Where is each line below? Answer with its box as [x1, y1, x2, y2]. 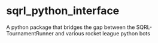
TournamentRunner [6, 29, 54, 37]
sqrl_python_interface [6, 4, 120, 18]
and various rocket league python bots [54, 29, 151, 37]
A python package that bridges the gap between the [6, 24, 135, 31]
